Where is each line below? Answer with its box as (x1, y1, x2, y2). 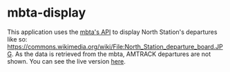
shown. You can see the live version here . (7, 57, 126, 65)
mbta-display (7, 5, 86, 21)
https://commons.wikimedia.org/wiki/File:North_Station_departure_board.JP (7, 42, 223, 51)
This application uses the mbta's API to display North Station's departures (7, 28, 218, 36)
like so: (7, 35, 28, 43)
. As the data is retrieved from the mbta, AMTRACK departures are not (11, 50, 211, 58)
